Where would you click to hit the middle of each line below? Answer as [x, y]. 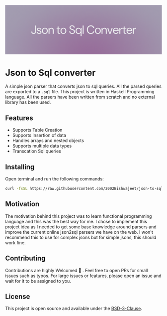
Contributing [25, 258]
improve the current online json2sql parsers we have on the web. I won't [79, 232]
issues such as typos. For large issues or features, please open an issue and [83, 276]
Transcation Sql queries [37, 151]
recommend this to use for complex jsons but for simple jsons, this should [81, 237]
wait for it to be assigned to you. [38, 281]
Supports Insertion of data [39, 135]
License [18, 296]
